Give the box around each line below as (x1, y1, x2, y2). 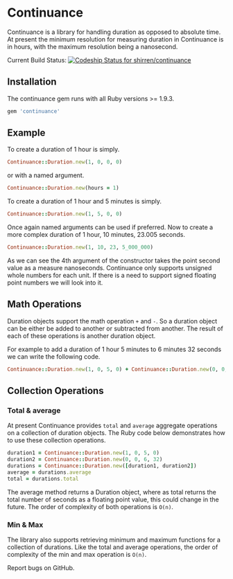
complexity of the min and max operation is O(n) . (7, 550, 147, 558)
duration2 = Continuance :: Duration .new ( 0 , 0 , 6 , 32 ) (7, 456, 163, 463)
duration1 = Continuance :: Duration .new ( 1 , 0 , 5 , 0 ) (7, 449, 159, 456)
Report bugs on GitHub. (7, 563, 75, 572)
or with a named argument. (7, 171, 85, 179)
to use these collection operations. (7, 436, 106, 445)
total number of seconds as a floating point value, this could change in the (7, 495, 220, 504)
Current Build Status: (7, 55, 67, 64)
